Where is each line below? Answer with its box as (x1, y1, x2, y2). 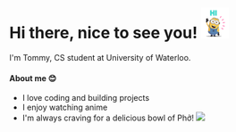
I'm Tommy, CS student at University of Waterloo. (9, 53, 191, 63)
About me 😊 (9, 72, 57, 83)
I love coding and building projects (21, 93, 150, 103)
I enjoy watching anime (21, 102, 108, 113)
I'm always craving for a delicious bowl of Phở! (21, 112, 195, 123)
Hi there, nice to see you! (9, 23, 198, 43)
